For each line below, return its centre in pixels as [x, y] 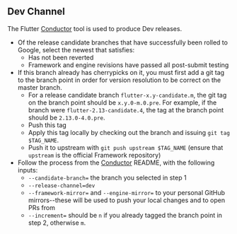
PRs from [41, 207]
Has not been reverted [61, 57]
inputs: [28, 170]
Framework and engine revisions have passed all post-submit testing [128, 65]
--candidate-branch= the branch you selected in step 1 [107, 177]
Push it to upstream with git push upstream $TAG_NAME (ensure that [126, 147]
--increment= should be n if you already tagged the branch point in [125, 215]
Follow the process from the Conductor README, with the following [116, 163]
